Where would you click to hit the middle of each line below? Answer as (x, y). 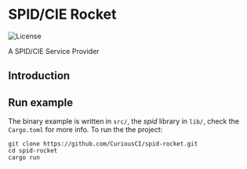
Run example (40, 102)
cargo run (24, 158)
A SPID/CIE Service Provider (54, 51)
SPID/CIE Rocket (62, 14)
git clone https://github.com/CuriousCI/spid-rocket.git (103, 144)
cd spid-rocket (33, 151)
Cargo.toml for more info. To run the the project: (85, 130)
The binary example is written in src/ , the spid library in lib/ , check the (124, 121)
